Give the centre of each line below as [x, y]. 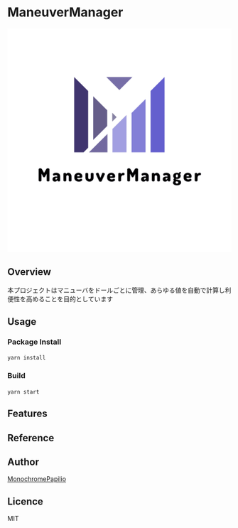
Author [23, 462]
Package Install [34, 342]
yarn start [23, 392]
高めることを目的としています [70, 298]
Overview [29, 272]
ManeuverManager [65, 12]
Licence [26, 501]
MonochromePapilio [37, 479]
